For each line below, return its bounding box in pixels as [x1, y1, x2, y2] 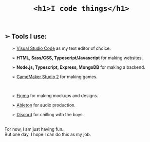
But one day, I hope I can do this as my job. [4, 131, 91, 137]
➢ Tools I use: [4, 32, 47, 41]
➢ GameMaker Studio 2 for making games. [11, 74, 98, 80]
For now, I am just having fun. [4, 126, 64, 132]
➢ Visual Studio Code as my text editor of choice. [11, 45, 111, 51]
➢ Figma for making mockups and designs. [11, 92, 98, 99]
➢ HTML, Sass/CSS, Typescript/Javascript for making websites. [11, 55, 143, 61]
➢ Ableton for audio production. [11, 102, 76, 108]
